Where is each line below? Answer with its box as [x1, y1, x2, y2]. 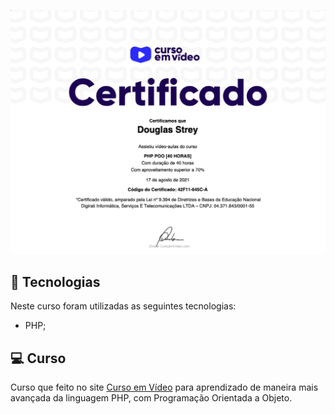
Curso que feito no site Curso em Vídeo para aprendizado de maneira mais [10, 381, 319, 393]
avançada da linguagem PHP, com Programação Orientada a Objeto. [10, 391, 293, 404]
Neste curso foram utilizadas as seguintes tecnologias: [10, 300, 237, 312]
